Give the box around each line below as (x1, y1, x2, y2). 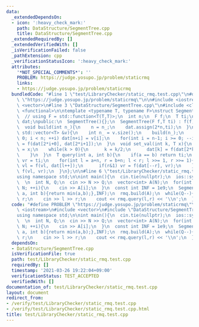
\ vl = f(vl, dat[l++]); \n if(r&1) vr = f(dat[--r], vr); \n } (17, 163, 195, 169)
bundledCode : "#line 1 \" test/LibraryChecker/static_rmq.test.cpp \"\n (11, 91, 190, 97)
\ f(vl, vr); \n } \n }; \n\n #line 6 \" (17, 168, 110, 175)
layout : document (6, 290, 49, 296)
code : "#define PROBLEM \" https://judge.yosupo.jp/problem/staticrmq (11, 201, 187, 207)
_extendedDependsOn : (11, 14, 62, 20)
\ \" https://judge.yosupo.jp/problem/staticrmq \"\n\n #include (17, 97, 174, 102)
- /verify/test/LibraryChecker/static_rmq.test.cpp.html (6, 306, 150, 312)
